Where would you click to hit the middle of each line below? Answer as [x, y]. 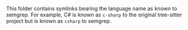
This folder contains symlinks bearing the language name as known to [92, 9]
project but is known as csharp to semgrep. [59, 21]
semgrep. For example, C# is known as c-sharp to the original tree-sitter [94, 15]
